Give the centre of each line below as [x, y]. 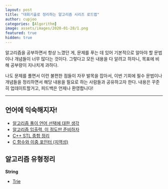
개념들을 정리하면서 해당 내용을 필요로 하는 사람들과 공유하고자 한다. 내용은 [78, 82]
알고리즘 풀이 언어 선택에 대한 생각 [46, 123]
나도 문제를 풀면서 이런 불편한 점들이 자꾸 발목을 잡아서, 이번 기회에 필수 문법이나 [84, 75]
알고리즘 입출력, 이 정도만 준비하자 [46, 129]
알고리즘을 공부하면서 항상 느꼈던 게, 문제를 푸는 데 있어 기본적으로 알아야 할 [79, 52]
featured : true [21, 33]
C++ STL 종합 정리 [31, 135]
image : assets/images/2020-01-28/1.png [47, 28]
